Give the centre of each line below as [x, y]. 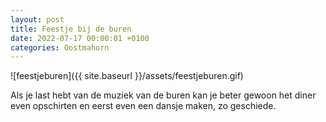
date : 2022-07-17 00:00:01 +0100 [80, 38]
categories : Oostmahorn [60, 47]
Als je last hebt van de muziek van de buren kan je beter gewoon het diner [163, 95]
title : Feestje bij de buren [71, 29]
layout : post [37, 19]
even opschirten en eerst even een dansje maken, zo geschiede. [143, 106]
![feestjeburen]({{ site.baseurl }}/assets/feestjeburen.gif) [127, 76]
